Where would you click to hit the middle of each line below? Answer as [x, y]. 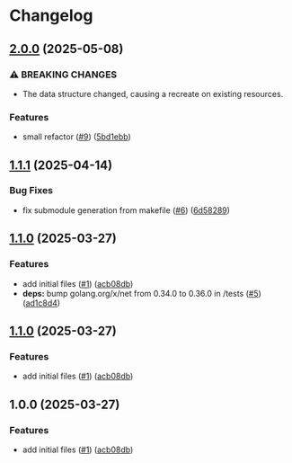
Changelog [51, 16]
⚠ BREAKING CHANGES [63, 75]
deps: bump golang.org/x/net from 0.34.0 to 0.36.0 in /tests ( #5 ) [142, 293]
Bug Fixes [31, 191]
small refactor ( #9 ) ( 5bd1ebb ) [77, 137]
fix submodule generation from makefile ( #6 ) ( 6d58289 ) [126, 210]
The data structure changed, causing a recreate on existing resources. [153, 93]
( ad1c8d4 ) [41, 303]
